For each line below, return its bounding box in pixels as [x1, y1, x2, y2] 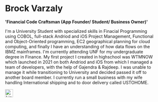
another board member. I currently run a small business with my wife [5, 74, 142, 80]
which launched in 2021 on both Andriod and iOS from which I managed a [5, 59, 153, 65]
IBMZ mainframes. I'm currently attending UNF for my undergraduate [5, 49, 143, 55]
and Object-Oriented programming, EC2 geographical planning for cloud [5, 38, 150, 44]
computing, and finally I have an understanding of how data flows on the [5, 44, 150, 49]
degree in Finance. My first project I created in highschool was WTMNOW [5, 54, 153, 59]
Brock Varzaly [5, 3, 63, 14]
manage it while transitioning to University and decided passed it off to [5, 69, 147, 75]
